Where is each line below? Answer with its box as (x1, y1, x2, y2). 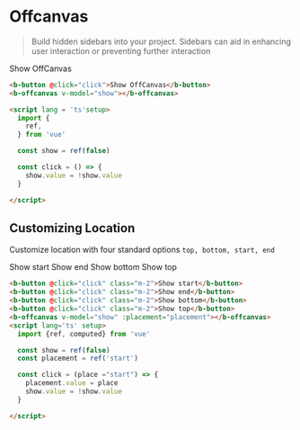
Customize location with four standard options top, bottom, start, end (9, 245, 276, 255)
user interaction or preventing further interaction (31, 45, 211, 56)
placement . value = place (25, 379, 119, 388)
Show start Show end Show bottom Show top (9, 262, 178, 273)
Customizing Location (9, 220, 136, 236)
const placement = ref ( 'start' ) (17, 354, 139, 363)
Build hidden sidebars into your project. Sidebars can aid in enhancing (31, 36, 292, 47)
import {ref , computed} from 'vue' (17, 329, 151, 338)
